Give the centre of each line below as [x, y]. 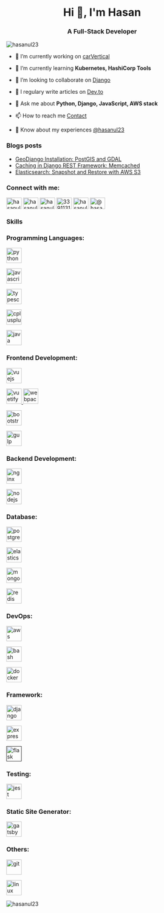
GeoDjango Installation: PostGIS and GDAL [68, 159]
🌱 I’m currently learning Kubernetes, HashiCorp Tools [83, 68]
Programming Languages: [46, 238]
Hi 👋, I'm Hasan [102, 12]
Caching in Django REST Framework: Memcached [77, 165]
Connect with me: [33, 187]
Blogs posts [24, 145]
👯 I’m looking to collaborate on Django [63, 80]
